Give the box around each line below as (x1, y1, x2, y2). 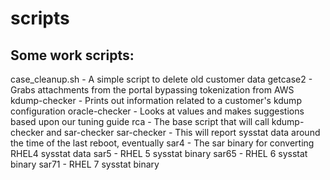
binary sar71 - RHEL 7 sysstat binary (10, 158, 160, 170)
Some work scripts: (10, 47, 135, 64)
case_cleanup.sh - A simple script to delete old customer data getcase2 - (10, 73, 313, 85)
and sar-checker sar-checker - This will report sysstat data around (46, 127, 321, 138)
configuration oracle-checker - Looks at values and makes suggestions (10, 105, 305, 117)
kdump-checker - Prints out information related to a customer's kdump (10, 95, 302, 106)
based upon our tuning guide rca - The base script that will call (10, 116, 270, 127)
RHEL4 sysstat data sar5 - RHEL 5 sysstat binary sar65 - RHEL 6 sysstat (10, 148, 308, 159)
